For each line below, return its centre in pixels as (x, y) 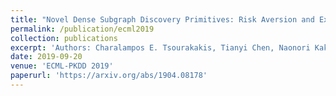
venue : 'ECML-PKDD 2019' (62, 66)
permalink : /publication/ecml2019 (82, 29)
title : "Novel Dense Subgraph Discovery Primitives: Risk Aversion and (162, 19)
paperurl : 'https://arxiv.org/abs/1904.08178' (109, 76)
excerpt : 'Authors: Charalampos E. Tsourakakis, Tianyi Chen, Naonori (160, 47)
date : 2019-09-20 (46, 57)
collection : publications (64, 38)
